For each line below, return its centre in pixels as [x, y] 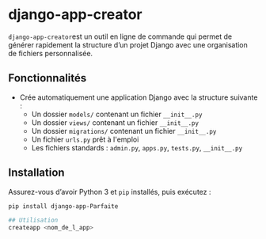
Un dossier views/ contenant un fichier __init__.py [115, 122]
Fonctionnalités [47, 78]
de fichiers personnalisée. [51, 53]
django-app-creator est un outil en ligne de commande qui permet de [120, 36]
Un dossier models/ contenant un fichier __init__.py [117, 114]
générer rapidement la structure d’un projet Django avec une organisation [128, 44]
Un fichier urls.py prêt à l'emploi [85, 139]
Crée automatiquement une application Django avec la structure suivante [139, 97]
